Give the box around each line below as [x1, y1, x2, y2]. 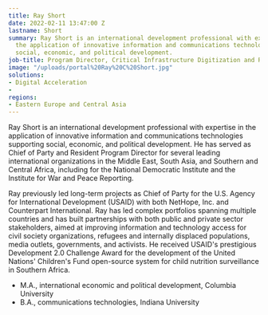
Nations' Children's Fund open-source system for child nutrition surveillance [8, 257, 259, 266]
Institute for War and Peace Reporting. [8, 173, 134, 183]
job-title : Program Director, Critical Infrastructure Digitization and [8, 57, 255, 65]
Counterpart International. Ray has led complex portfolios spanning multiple [8, 206, 257, 215]
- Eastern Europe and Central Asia [8, 100, 127, 108]
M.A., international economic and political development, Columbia [19, 281, 237, 290]
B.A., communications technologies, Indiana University [19, 297, 199, 307]
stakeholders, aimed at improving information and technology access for [8, 222, 247, 232]
